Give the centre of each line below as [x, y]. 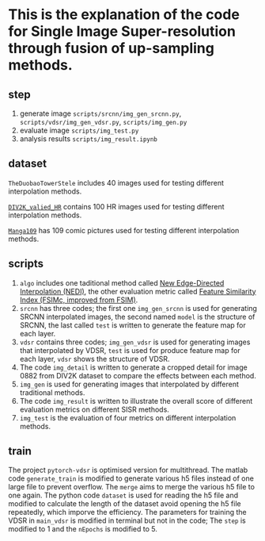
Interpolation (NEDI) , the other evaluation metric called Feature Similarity [138, 291]
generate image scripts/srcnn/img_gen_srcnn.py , [100, 113]
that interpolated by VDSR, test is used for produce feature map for [130, 350]
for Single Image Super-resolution [122, 31]
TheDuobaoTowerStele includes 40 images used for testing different [116, 182]
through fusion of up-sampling [112, 48]
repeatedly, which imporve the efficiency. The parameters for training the [127, 512]
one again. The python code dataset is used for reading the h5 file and [123, 495]
